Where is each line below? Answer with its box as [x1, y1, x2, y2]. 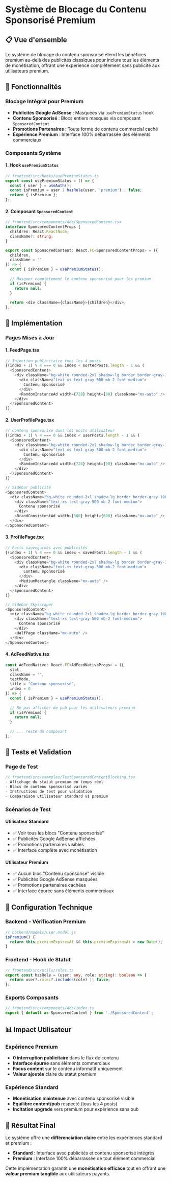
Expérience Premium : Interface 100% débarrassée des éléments [12, 131, 151, 137]
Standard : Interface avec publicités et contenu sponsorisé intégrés [12, 1150, 155, 1156]
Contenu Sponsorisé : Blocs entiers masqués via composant [12, 115, 141, 121]
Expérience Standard [5, 1083, 59, 1091]
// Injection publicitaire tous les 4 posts [5, 358, 101, 363]
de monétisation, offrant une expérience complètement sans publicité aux [5, 62, 160, 68]
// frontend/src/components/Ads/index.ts [5, 1006, 95, 1011]
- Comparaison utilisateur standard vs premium [5, 794, 108, 799]
